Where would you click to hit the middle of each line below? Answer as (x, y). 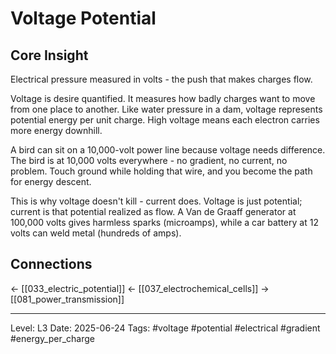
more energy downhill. (56, 130)
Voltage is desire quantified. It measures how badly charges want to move (163, 98)
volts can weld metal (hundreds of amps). (96, 233)
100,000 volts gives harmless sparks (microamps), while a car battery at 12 (164, 222)
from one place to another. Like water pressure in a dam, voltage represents (166, 109)
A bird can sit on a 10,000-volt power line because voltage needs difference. (168, 150)
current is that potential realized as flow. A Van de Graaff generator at (153, 211)
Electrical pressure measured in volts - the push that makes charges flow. (161, 79)
